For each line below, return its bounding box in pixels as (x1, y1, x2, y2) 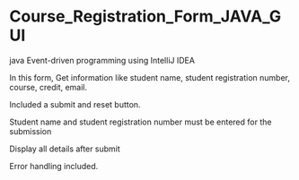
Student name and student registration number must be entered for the (9, 116, 272, 127)
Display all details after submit (9, 143, 121, 154)
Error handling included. (9, 160, 99, 171)
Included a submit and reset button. (9, 99, 141, 109)
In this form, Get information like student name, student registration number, (9, 72, 290, 82)
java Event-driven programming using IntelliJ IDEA (9, 55, 196, 65)
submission (9, 125, 52, 136)
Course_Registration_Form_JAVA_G (9, 6, 281, 27)
